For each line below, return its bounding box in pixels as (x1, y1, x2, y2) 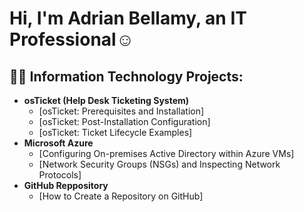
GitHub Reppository (23, 180, 109, 191)
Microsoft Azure (23, 137, 94, 149)
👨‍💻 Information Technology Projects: (9, 68, 244, 85)
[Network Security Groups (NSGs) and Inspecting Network (38, 158, 281, 170)
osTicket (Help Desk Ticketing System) (23, 95, 190, 106)
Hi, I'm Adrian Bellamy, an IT (9, 7, 247, 30)
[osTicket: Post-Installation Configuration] (38, 116, 211, 127)
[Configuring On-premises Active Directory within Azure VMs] (38, 148, 295, 159)
